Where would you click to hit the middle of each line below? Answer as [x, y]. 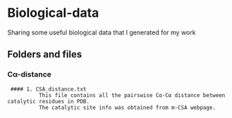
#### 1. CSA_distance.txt [48, 89]
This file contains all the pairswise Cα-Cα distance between [132, 95]
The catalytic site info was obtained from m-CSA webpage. [127, 107]
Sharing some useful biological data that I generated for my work [102, 32]
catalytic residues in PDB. [49, 101]
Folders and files [45, 54]
